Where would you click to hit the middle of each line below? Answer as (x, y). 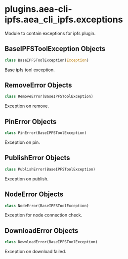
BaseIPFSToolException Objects (55, 49)
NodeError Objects (34, 194)
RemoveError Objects (38, 85)
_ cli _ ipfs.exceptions (81, 20)
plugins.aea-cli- (38, 9)
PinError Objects (31, 121)
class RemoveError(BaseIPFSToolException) (49, 97)
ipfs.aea (22, 20)
